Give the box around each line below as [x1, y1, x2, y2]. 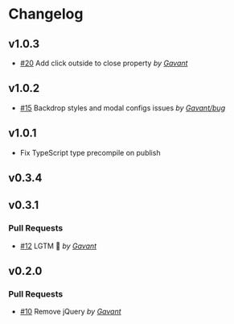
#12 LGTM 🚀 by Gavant [19, 241, 97, 251]
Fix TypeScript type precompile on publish [19, 147, 161, 157]
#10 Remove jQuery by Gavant [19, 307, 122, 317]
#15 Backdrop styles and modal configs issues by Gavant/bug [19, 102, 226, 113]
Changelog [8, 5, 84, 23]
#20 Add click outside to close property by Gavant [19, 58, 188, 68]
